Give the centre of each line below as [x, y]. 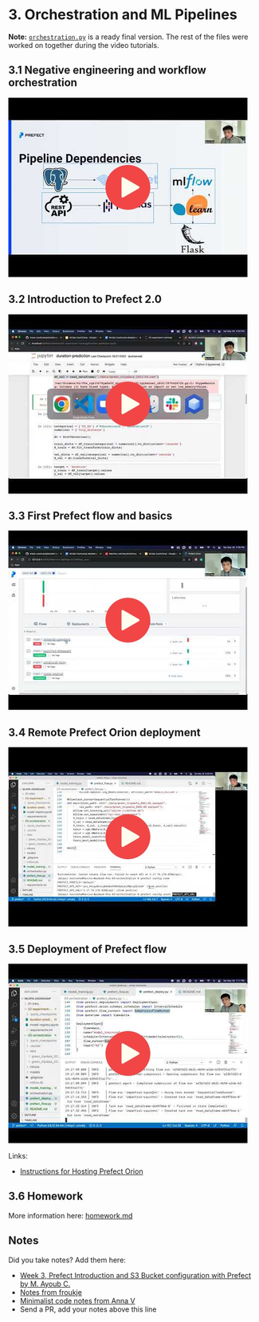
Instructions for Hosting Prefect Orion [81, 1171]
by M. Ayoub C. [45, 1284]
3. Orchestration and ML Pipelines [123, 15]
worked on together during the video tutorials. [84, 45]
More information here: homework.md [71, 1215]
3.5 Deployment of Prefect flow [88, 949]
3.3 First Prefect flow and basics [90, 516]
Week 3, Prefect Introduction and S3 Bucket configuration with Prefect [135, 1275]
